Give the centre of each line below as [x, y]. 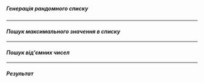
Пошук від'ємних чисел [38, 52]
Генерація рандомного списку [47, 8]
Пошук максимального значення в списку [63, 31]
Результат [20, 73]
